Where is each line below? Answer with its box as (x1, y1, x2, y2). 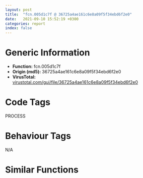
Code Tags (5, 97, 51, 108)
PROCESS (5, 113, 26, 119)
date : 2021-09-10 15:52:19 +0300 (5, 16, 79, 21)
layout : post (5, 7, 32, 12)
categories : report (5, 21, 46, 26)
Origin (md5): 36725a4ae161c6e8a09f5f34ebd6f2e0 (12, 69, 122, 75)
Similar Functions (5, 164, 78, 176)
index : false (5, 26, 32, 31)
